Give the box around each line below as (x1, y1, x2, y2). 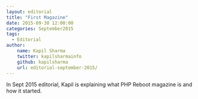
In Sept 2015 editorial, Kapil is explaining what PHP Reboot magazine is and (6, 81, 193, 88)
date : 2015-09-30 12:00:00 (6, 20, 74, 26)
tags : (6, 31, 20, 37)
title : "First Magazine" (6, 14, 68, 20)
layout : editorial (6, 8, 52, 15)
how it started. (6, 88, 42, 95)
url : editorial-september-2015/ (17, 64, 98, 71)
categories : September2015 (6, 25, 74, 32)
